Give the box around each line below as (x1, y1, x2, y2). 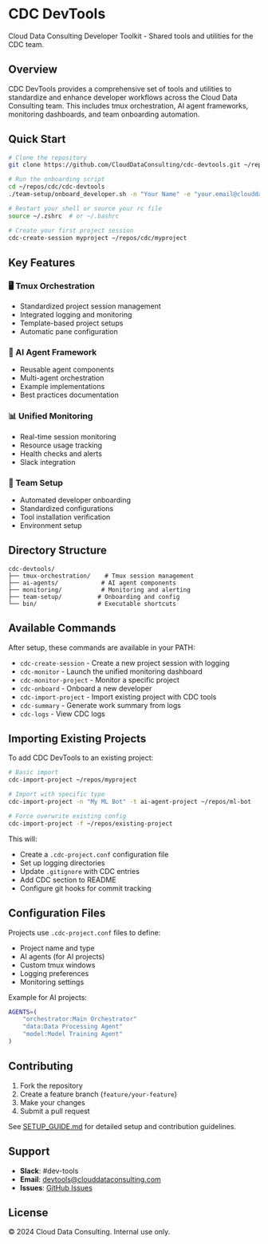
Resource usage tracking (19, 440, 102, 450)
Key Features (8, 256, 76, 270)
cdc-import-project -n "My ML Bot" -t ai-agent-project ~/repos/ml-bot (8, 798, 251, 806)
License (8, 1206, 49, 1219)
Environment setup (19, 521, 82, 530)
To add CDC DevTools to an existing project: (8, 753, 154, 762)
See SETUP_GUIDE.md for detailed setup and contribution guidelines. (8, 1121, 237, 1131)
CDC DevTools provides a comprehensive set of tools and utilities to (8, 84, 232, 93)
